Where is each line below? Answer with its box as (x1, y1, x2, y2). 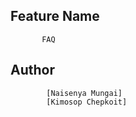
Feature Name (10, 8, 100, 25)
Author (10, 62, 55, 79)
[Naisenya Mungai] (46, 88, 123, 98)
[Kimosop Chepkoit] (46, 97, 128, 107)
